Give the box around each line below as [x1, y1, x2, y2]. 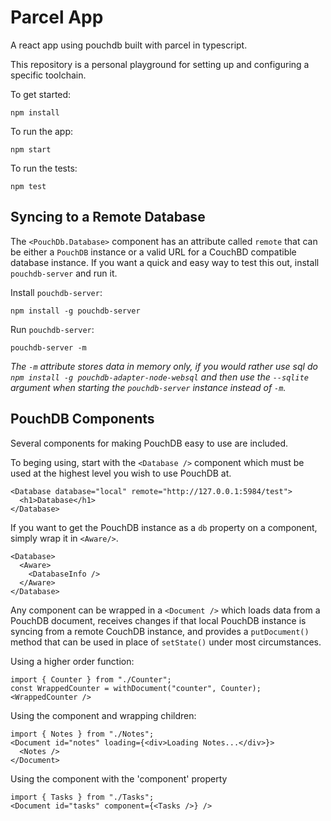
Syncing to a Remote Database [10, 209, 206, 226]
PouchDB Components [10, 411, 155, 428]
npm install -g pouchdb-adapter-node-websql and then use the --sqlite [10, 371, 309, 383]
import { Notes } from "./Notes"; [10, 729, 155, 739]
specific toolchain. [10, 69, 87, 81]
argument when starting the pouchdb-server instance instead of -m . [10, 381, 287, 393]
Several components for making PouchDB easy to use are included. [10, 437, 289, 449]
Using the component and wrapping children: [10, 709, 197, 721]
